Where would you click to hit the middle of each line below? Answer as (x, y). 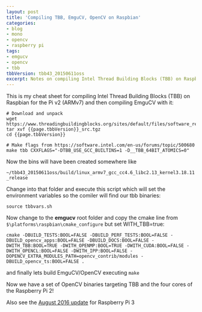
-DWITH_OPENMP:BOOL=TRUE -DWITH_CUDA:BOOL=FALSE (122, 246)
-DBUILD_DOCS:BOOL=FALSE (118, 241)
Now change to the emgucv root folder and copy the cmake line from (92, 218)
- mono (14, 34)
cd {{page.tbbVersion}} (36, 135)
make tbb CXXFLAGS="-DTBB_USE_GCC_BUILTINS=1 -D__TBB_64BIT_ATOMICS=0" (98, 151)
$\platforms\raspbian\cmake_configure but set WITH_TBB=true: (85, 224)
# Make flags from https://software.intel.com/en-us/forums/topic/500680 (101, 145)
